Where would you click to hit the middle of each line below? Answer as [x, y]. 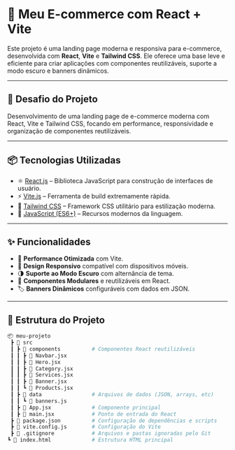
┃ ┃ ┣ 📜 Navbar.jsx [39, 356]
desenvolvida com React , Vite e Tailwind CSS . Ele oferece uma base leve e [116, 56]
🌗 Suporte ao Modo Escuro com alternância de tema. [96, 274]
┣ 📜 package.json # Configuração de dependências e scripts [114, 421]
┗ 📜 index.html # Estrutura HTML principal [90, 440]
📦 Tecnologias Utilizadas [64, 160]
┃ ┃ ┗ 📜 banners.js [39, 401]
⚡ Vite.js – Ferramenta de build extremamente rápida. [94, 196]
